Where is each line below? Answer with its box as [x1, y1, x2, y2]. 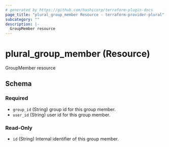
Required [5, 95, 28, 102]
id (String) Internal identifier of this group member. [12, 136, 119, 142]
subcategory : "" [5, 17, 40, 22]
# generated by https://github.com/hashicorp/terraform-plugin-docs [5, 7, 153, 13]
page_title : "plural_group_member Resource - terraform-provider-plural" [5, 12, 165, 17]
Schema [5, 80, 32, 88]
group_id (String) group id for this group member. [12, 106, 116, 112]
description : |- [5, 21, 40, 27]
